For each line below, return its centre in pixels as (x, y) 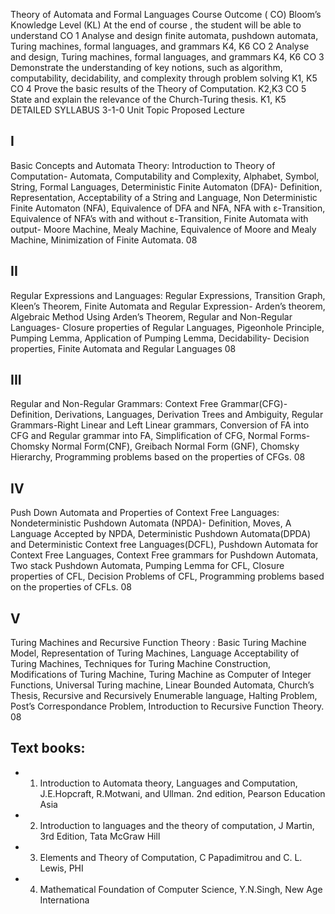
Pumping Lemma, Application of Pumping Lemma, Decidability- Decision (160, 338)
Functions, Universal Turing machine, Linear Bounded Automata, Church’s (162, 685)
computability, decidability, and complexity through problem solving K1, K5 (164, 78)
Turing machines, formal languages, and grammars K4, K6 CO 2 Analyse (160, 46)
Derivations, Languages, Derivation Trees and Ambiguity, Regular (189, 415)
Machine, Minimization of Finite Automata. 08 (104, 240)
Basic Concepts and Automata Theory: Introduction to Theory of (143, 165)
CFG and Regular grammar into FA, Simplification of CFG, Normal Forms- (160, 436)
